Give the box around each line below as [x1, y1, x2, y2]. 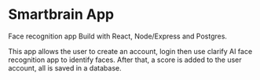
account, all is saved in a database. [8, 63, 122, 72]
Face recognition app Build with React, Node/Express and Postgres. [8, 31, 228, 41]
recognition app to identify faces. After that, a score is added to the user [8, 55, 242, 64]
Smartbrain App [8, 5, 115, 24]
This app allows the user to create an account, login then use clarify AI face [8, 46, 253, 56]
